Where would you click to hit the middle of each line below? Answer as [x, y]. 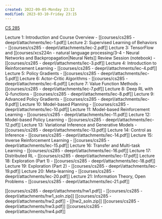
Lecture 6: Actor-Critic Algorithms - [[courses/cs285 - [74, 78]
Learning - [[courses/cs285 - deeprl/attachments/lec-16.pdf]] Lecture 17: [78, 150]
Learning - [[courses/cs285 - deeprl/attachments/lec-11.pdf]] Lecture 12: [78, 114]
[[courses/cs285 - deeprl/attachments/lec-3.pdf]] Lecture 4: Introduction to [81, 63]
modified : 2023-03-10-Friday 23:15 [41, 14]
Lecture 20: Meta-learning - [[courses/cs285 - [68, 171]
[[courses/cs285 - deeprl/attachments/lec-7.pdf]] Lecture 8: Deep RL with [79, 89]
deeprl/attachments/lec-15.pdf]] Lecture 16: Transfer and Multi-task [73, 145]
